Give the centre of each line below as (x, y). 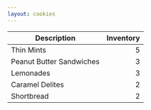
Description (56, 38)
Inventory (123, 38)
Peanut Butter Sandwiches (55, 61)
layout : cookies (31, 14)
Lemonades (31, 73)
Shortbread (30, 96)
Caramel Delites (37, 84)
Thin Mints (28, 50)
